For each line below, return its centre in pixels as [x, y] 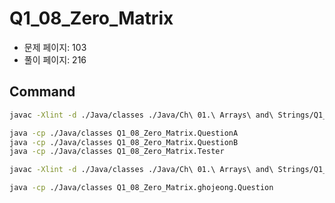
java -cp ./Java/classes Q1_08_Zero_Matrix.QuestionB [124, 142]
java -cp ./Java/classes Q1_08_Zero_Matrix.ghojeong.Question [141, 188]
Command [42, 92]
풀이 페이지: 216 [55, 59]
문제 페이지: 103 [55, 47]
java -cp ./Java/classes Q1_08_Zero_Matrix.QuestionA [124, 133]
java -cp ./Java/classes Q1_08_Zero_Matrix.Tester [117, 152]
